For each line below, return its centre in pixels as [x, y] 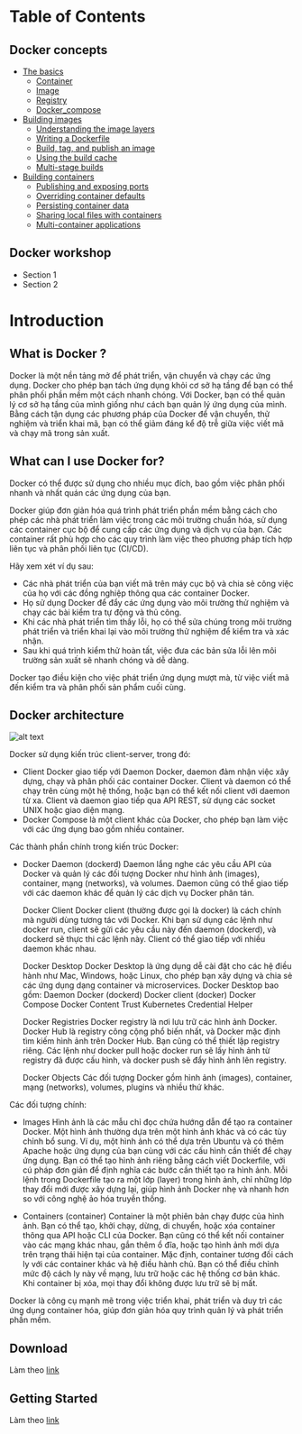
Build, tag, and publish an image [96, 148]
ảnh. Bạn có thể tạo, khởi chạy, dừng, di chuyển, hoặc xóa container [149, 1226]
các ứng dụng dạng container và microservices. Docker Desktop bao [151, 985]
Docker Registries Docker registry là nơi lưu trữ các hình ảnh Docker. [150, 1022]
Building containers [58, 177]
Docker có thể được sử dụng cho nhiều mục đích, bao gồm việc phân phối [147, 483]
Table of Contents [78, 17]
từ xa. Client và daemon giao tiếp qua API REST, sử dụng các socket [149, 800]
